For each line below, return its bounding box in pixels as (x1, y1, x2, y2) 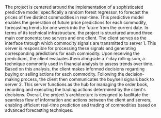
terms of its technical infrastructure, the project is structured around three (5, 30, 153, 35)
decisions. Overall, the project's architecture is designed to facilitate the (5, 92, 149, 98)
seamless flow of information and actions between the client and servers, (5, 97, 152, 102)
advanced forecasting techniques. (5, 107, 74, 113)
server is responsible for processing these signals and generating (5, 46, 136, 51)
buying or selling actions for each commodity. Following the (5, 71, 125, 77)
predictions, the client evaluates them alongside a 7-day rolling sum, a (5, 56, 145, 61)
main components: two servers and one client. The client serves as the (5, 35, 147, 41)
